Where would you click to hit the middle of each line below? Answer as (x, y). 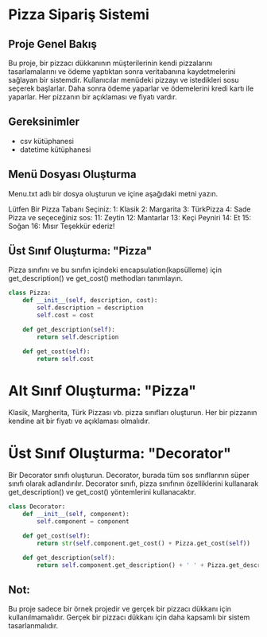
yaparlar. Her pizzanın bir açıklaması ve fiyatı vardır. (93, 97)
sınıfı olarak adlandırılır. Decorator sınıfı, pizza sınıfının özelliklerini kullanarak (133, 484)
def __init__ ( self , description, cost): (90, 301)
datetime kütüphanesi (55, 150)
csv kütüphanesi (46, 141)
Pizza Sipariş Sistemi (79, 15)
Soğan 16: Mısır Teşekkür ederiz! (62, 226)
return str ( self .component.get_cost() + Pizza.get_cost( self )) (143, 543)
